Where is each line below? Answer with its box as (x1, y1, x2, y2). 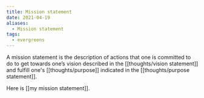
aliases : (6, 20, 29, 26)
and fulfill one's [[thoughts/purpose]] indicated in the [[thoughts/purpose (6, 67, 190, 73)
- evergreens (12, 37, 45, 43)
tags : (6, 31, 20, 38)
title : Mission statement (6, 8, 72, 15)
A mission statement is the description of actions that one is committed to (6, 54, 191, 60)
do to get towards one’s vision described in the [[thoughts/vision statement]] (6, 60, 199, 67)
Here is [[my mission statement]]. (6, 85, 90, 91)
